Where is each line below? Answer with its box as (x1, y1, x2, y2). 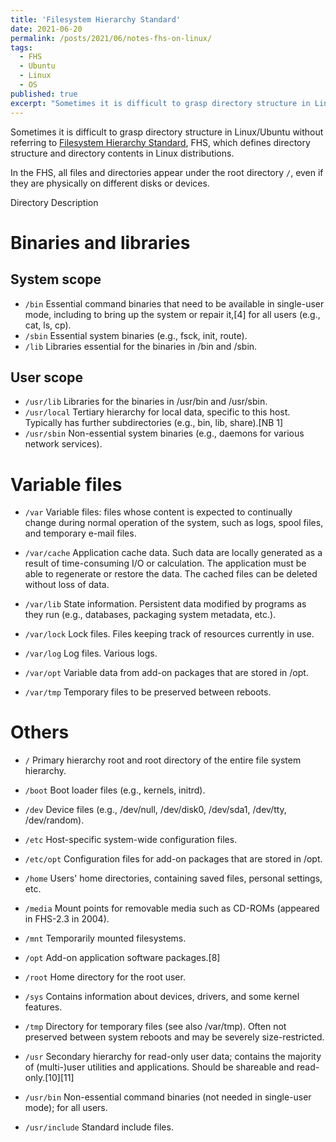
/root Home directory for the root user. (24, 971, 186, 983)
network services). (24, 438, 103, 450)
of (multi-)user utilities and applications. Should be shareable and (24, 1061, 295, 1073)
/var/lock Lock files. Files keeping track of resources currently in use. (24, 628, 315, 640)
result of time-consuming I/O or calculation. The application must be (24, 557, 307, 570)
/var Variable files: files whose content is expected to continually (24, 506, 293, 518)
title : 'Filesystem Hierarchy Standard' (10, 14, 182, 25)
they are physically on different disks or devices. (10, 177, 210, 189)
